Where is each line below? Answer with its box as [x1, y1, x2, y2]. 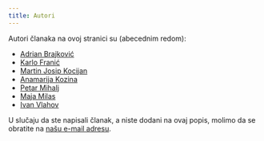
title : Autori [8, 11, 56, 20]
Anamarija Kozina [19, 74, 78, 84]
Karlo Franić [19, 57, 60, 67]
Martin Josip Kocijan [19, 65, 88, 76]
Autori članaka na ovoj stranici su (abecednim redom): [8, 33, 186, 43]
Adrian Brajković [19, 49, 74, 58]
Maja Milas [19, 91, 56, 100]
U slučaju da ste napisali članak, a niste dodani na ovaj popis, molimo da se [8, 115, 256, 124]
